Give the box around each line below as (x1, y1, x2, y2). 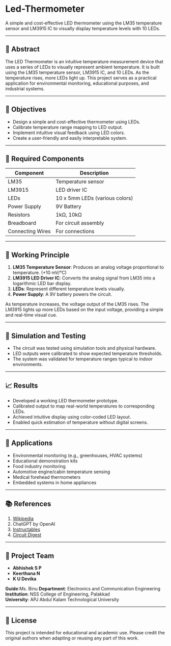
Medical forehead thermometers (12, 474, 81, 480)
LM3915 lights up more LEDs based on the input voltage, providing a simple (5, 306, 164, 313)
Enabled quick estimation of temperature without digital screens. (12, 419, 149, 425)
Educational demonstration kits (12, 457, 78, 464)
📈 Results (5, 381, 38, 390)
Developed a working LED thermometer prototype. (12, 397, 119, 403)
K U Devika (12, 576, 37, 582)
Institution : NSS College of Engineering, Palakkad (5, 591, 110, 597)
